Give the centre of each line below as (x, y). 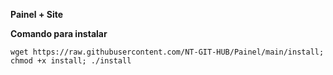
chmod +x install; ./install (71, 61)
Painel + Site (37, 14)
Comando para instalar (59, 33)
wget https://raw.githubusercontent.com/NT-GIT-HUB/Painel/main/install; (167, 52)
